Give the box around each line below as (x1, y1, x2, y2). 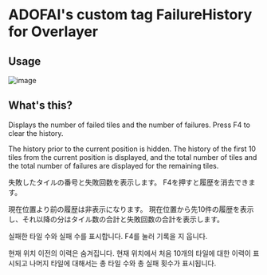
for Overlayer (8, 22, 98, 41)
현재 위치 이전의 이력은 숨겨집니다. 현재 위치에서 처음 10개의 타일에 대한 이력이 (8, 248, 251, 257)
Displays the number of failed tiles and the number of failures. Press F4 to (8, 120, 251, 130)
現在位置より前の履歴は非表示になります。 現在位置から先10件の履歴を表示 (8, 204, 254, 213)
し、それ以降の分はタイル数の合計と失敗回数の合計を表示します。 (8, 214, 225, 224)
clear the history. (8, 128, 64, 137)
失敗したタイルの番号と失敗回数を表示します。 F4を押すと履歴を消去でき (8, 177, 249, 187)
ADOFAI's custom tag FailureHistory (8, 6, 253, 24)
